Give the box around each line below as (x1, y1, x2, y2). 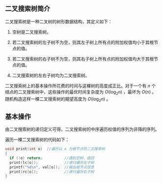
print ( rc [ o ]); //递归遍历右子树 (9, 169, 94, 174)
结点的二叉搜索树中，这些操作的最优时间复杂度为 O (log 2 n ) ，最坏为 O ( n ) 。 (5, 89, 157, 96)
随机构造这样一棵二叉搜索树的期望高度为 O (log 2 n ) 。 (5, 96, 111, 103)
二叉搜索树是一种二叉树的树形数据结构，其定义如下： (5, 19, 113, 24)
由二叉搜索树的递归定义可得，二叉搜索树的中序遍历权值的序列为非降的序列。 (5, 126, 160, 132)
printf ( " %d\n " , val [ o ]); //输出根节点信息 (9, 164, 94, 170)
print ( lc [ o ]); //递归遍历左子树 (9, 160, 94, 165)
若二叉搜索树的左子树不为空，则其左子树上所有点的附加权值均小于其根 (12, 39, 154, 45)
